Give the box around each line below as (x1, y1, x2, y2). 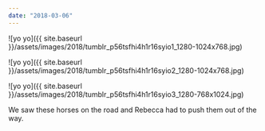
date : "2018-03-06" (8, 11, 73, 20)
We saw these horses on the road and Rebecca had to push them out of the (8, 105, 257, 114)
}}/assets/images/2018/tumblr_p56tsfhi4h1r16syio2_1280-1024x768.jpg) (8, 65, 245, 75)
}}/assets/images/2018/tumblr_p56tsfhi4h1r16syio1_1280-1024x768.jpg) (8, 41, 243, 52)
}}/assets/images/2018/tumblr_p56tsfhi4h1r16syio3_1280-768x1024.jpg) (8, 89, 244, 99)
